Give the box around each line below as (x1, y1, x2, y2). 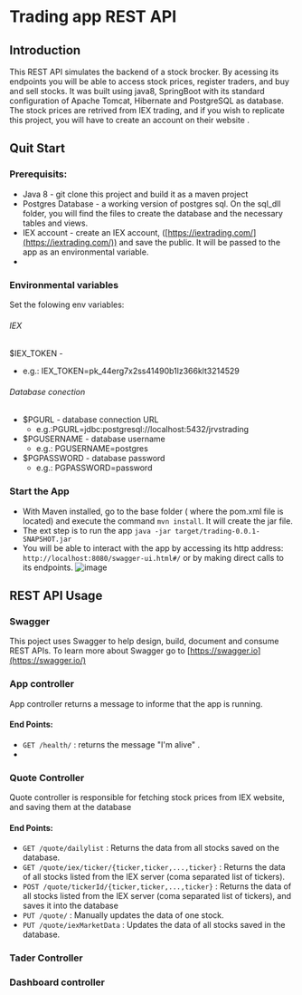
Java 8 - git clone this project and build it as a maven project (22, 188, 249, 199)
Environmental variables (9, 278, 119, 291)
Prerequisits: (9, 168, 68, 180)
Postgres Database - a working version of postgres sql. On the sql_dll (22, 198, 281, 209)
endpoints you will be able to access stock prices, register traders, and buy (9, 76, 289, 87)
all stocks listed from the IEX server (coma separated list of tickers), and (22, 891, 292, 902)
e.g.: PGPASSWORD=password (35, 462, 153, 473)
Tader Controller (9, 952, 83, 964)
